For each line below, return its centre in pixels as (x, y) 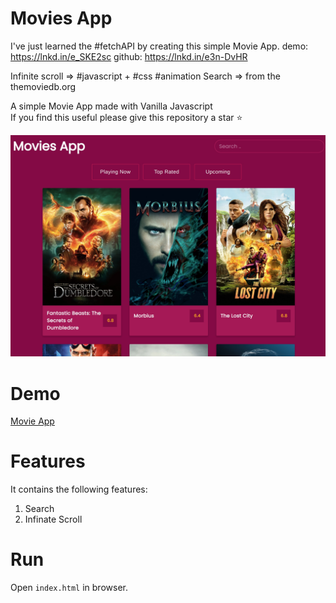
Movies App (61, 18)
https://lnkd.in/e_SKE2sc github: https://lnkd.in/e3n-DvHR (129, 56)
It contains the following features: (79, 489)
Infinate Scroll (53, 519)
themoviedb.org (43, 86)
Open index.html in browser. (69, 588)
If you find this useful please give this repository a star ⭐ (126, 117)
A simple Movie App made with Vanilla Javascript (111, 106)
